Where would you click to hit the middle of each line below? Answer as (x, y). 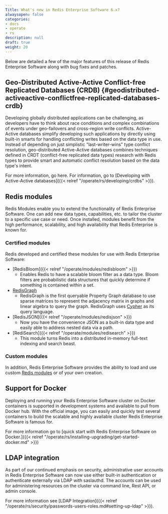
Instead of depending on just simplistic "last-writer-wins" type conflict (78, 145)
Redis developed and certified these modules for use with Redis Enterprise (82, 254)
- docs (12, 24)
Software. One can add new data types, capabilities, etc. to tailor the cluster (83, 214)
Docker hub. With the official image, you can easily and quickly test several (83, 411)
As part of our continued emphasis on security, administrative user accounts (84, 470)
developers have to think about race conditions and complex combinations (82, 123)
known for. (16, 230)
